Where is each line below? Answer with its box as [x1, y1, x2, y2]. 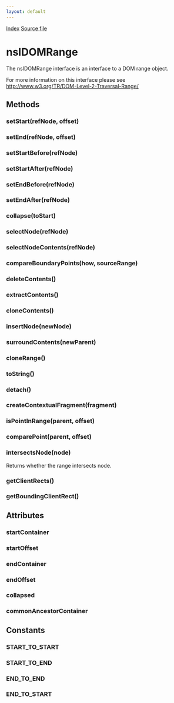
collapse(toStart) [6, 212, 56, 220]
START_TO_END [6, 658, 52, 667]
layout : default [6, 8, 46, 15]
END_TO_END [6, 674, 45, 682]
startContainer [6, 528, 49, 536]
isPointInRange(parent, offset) [6, 417, 95, 425]
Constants [6, 625, 45, 635]
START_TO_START [6, 642, 59, 651]
